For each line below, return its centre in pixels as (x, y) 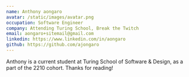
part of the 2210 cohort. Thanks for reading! (60, 68)
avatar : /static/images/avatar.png (50, 17)
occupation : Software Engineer (45, 23)
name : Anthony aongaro (34, 12)
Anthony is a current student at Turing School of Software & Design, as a (95, 61)
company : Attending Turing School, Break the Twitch (73, 28)
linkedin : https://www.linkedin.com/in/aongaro (66, 39)
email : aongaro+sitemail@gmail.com (50, 34)
